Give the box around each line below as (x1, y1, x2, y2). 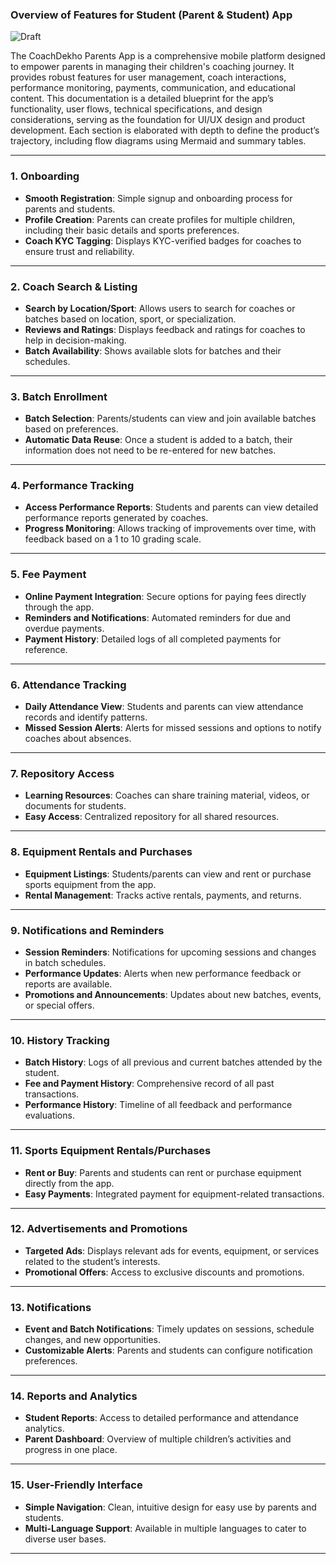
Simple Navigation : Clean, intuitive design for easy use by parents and (24, 1501, 317, 1513)
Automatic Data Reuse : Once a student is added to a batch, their (24, 434, 293, 446)
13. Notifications (10, 1300, 92, 1314)
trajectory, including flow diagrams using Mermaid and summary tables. (10, 135, 307, 147)
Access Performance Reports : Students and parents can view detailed (24, 501, 319, 513)
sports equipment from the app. (24, 878, 157, 890)
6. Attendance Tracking (10, 678, 127, 692)
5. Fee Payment (10, 568, 87, 582)
